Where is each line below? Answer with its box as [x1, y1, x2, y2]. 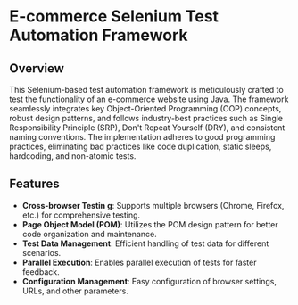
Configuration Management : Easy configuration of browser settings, [21, 276, 277, 286]
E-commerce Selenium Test [9, 6, 219, 27]
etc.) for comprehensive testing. [21, 210, 141, 220]
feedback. [21, 266, 60, 277]
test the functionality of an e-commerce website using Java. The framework [9, 94, 289, 104]
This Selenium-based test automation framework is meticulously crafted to [9, 85, 284, 95]
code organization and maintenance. [21, 228, 158, 239]
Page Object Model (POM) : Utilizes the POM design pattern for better [21, 218, 278, 229]
